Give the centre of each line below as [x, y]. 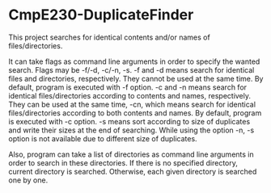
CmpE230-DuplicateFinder [101, 15]
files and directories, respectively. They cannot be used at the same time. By [136, 78]
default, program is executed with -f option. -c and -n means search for [128, 87]
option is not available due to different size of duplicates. [103, 138]
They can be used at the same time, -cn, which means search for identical [132, 104]
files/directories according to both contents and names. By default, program [135, 113]
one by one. [28, 180]
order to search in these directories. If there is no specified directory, [123, 162]
